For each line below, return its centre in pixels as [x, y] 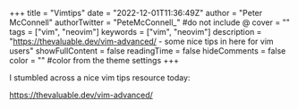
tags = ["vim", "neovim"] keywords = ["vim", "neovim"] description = [136, 32]
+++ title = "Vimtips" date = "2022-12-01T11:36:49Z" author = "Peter [136, 13]
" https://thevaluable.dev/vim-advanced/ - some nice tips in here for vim [142, 41]
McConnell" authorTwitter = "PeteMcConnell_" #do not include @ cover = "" [150, 22]
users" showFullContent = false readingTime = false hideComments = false [148, 51]
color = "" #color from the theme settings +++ [94, 60]
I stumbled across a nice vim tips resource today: [100, 78]
